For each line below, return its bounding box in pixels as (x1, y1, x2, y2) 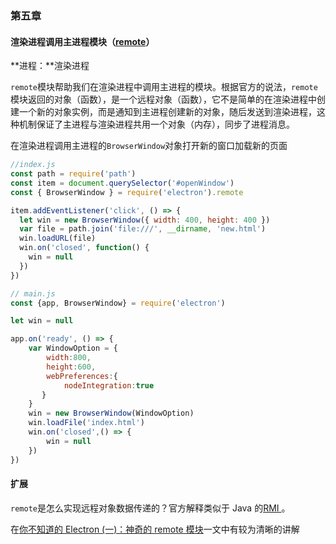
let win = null (10, 316, 74, 326)
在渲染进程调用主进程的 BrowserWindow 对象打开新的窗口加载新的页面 (10, 140, 288, 152)
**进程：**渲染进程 (10, 60, 90, 72)
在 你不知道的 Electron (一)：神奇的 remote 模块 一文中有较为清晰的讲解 (10, 523, 300, 535)
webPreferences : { (46, 371, 118, 381)
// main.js (10, 288, 56, 299)
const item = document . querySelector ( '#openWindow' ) (10, 178, 235, 188)
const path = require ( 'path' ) (10, 169, 137, 179)
